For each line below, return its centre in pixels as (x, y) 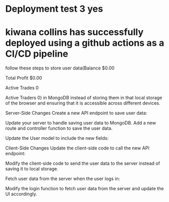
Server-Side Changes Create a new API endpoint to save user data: (76, 113)
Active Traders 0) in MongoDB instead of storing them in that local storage (84, 98)
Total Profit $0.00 (24, 78)
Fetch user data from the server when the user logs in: (63, 179)
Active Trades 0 (22, 88)
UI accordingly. (21, 194)
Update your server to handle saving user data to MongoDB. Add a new (81, 123)
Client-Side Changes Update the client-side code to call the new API (77, 148)
